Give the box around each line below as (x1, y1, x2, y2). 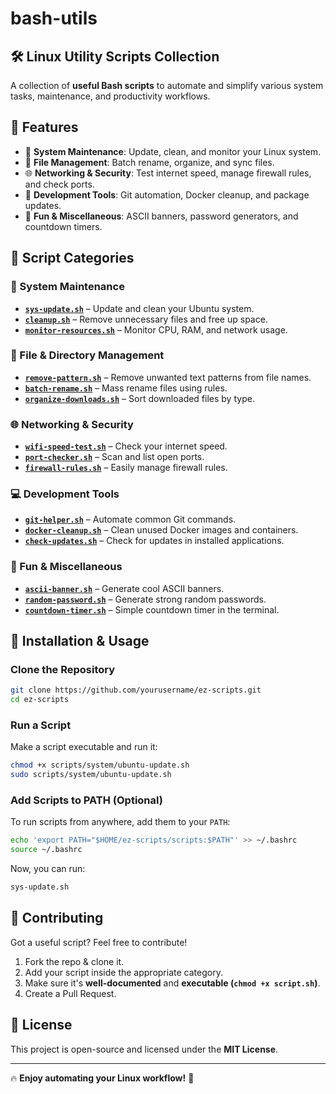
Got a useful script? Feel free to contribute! (10, 936, 188, 948)
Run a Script (10, 718, 72, 732)
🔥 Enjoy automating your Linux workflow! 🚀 (10, 1072, 195, 1084)
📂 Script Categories (10, 250, 135, 267)
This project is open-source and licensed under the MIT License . (10, 1043, 279, 1055)
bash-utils (10, 7, 98, 30)
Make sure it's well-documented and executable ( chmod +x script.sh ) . (24, 977, 321, 989)
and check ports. (24, 178, 95, 190)
